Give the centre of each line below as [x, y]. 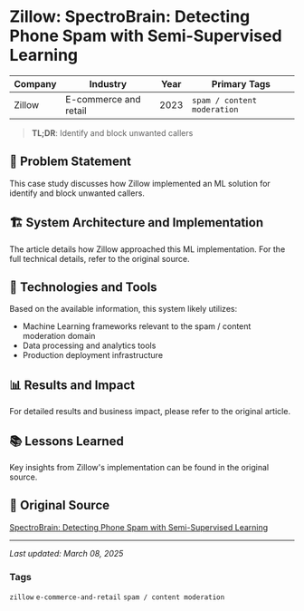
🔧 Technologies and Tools [83, 287]
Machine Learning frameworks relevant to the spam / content [137, 326]
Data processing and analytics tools [89, 345]
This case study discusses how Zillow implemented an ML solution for [140, 183]
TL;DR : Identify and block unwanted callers [112, 132]
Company [35, 83]
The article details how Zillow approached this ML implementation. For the [147, 249]
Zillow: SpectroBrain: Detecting [130, 17]
